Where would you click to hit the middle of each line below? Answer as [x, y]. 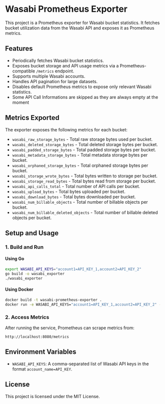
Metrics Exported [32, 118]
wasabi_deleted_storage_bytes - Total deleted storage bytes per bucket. [85, 144]
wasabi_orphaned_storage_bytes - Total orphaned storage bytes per [80, 165]
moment [21, 102]
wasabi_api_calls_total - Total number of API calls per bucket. [76, 186]
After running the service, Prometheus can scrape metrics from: [70, 328]
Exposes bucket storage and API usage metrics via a [65, 65]
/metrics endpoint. [55, 71]
